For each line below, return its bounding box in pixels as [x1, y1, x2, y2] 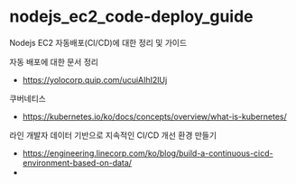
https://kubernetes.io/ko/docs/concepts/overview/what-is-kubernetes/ [22, 111, 287, 122]
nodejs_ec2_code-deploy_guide [9, 6, 254, 27]
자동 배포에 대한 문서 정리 [9, 56, 99, 67]
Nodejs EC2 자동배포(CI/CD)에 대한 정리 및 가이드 [9, 37, 188, 48]
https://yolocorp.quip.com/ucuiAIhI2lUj [22, 74, 168, 85]
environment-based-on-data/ [22, 157, 133, 168]
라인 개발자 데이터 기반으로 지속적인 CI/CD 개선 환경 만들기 [9, 129, 217, 141]
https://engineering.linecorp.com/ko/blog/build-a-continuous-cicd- [22, 147, 273, 159]
